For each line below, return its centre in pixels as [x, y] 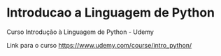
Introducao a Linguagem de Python [110, 13]
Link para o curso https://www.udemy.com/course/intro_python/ [99, 45]
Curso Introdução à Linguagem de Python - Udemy [80, 32]
